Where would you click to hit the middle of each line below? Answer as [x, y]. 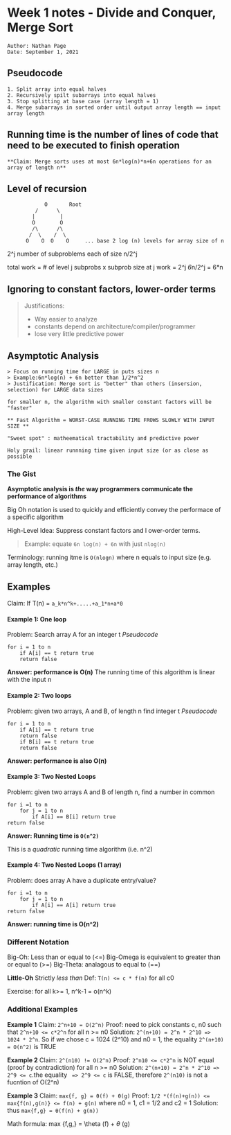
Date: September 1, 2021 [43, 52]
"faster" [20, 408]
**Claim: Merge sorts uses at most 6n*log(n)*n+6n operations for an [110, 161]
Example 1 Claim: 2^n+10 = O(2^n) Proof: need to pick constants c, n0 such [114, 1024]
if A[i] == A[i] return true [74, 905]
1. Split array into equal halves [57, 89]
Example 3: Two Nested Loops [52, 777]
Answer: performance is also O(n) [57, 761]
